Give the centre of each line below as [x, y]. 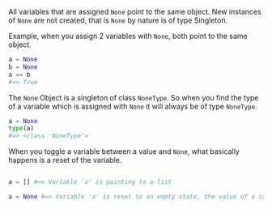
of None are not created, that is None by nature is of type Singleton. [118, 20]
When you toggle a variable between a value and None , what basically [124, 151]
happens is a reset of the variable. [65, 160]
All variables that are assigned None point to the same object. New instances [135, 12]
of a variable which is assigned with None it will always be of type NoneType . [133, 106]
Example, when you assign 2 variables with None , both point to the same [128, 36]
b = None [23, 67]
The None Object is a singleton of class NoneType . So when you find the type [134, 97]
